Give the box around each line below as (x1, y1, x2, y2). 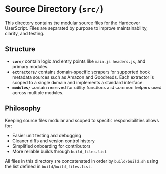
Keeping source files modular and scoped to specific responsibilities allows (5, 117, 159, 123)
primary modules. (12, 63, 49, 69)
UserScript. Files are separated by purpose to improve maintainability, (5, 25, 148, 31)
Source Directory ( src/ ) (5, 3, 104, 15)
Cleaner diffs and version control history (12, 138, 95, 144)
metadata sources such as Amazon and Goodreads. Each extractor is (12, 74, 154, 80)
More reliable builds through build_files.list (12, 148, 107, 154)
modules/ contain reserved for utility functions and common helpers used (12, 85, 162, 90)
